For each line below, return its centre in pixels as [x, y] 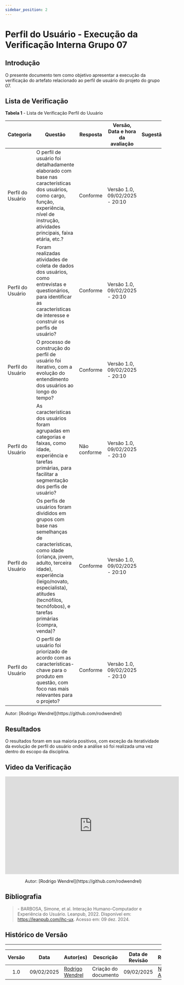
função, [45, 202]
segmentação [52, 480]
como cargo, [51, 196]
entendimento [53, 379]
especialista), [52, 588]
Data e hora [122, 131]
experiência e [52, 456]
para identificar [54, 297]
